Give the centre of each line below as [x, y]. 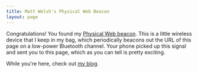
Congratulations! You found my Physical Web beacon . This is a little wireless [99, 33]
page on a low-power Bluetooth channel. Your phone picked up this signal [96, 46]
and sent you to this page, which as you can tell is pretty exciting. [86, 52]
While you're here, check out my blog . [53, 63]
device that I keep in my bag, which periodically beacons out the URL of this [99, 40]
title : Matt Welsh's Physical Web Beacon [58, 11]
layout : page [22, 17]
